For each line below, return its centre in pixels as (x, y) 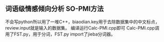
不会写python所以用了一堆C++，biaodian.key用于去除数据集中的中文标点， (82, 22)
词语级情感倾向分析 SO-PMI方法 (54, 9)
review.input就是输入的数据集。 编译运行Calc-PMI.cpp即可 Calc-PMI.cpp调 (82, 28)
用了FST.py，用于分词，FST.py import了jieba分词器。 (60, 34)
